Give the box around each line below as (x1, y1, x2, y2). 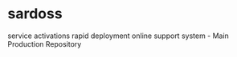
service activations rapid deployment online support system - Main (7, 31, 230, 40)
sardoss (7, 5, 63, 23)
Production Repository (7, 39, 82, 48)
